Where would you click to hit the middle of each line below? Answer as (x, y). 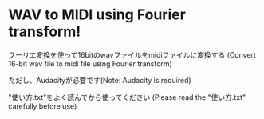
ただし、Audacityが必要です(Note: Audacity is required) (100, 80)
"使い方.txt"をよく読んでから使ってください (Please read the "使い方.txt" (127, 97)
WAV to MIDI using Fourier (97, 15)
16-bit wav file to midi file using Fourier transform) (91, 63)
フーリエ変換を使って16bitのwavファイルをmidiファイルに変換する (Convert (132, 54)
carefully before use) (43, 106)
